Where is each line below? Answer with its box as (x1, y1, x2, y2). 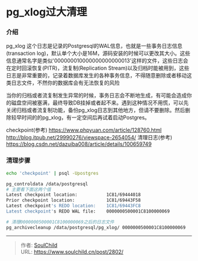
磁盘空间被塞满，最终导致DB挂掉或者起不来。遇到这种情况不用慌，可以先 (11, 99, 189, 106)
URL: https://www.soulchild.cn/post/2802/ (20, 248, 124, 255)
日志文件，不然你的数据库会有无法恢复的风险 (11, 79, 120, 86)
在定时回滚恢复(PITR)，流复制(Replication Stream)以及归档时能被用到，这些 (6, 64, 190, 71)
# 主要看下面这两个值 (6, 187, 51, 193)
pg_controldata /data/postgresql (6, 181, 88, 187)
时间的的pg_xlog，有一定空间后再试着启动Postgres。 (21, 114, 150, 121)
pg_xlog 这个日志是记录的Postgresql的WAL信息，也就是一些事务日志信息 (6, 43, 183, 50)
